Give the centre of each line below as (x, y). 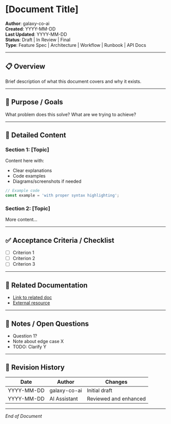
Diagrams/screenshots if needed (47, 181)
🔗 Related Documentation (47, 285)
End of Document (24, 416)
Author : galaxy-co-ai (27, 23)
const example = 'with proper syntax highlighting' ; (62, 195)
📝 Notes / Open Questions (47, 323)
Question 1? (25, 336)
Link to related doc (32, 298)
